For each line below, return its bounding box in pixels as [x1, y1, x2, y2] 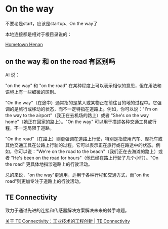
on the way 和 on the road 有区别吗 [5, 57, 115, 66]
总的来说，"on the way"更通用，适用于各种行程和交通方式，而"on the [5, 172, 150, 178]
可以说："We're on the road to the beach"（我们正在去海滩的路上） [18, 148, 158, 155]
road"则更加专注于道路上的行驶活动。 [5, 178, 83, 184]
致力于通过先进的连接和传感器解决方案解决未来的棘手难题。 [5, 207, 130, 213]
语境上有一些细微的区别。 [5, 89, 59, 95]
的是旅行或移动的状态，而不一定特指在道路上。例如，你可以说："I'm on [9, 106, 158, 112]
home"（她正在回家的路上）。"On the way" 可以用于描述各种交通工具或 [5, 119, 153, 125]
